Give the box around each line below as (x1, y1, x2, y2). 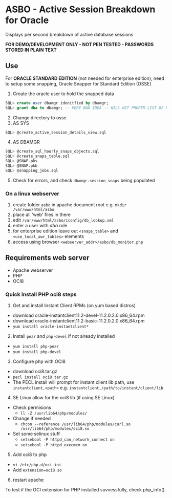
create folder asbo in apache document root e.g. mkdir (12, 202, 127, 208)
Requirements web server (5, 253, 90, 262)
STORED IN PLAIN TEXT (5, 47, 57, 53)
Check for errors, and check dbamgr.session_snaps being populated (12, 177, 155, 183)
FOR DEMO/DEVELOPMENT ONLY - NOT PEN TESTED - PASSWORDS (5, 41, 154, 47)
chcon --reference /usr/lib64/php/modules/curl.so (20, 422, 131, 427)
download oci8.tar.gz (12, 369, 57, 375)
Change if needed (12, 416, 51, 422)
